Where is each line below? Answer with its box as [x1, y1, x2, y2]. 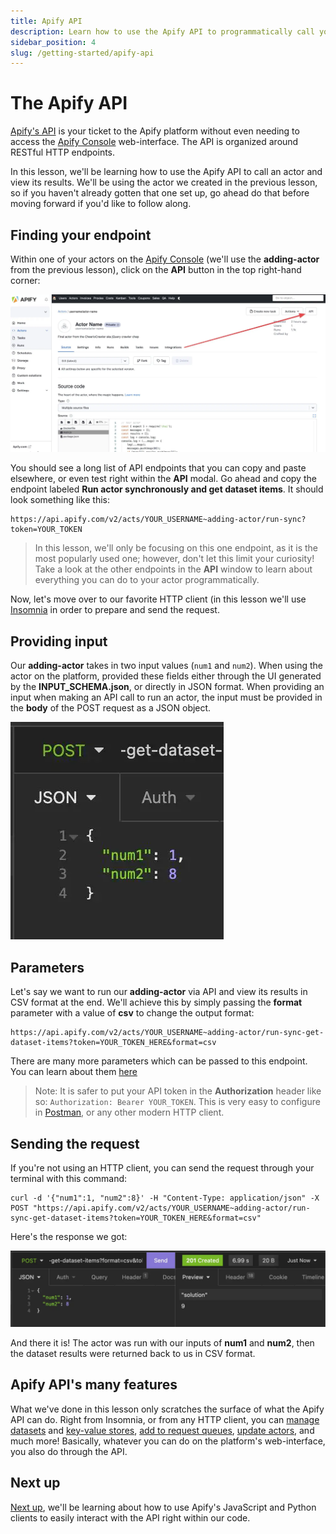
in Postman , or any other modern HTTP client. [34, 1106, 225, 1119]
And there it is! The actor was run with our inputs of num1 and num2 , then [10, 1336, 315, 1349]
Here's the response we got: [10, 1230, 128, 1242]
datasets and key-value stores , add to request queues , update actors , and [10, 1424, 315, 1436]
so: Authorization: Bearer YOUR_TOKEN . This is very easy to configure [34, 1096, 321, 1108]
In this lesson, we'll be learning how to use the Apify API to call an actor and [10, 166, 323, 178]
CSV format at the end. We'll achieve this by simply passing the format [10, 996, 303, 1009]
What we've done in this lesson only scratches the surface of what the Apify [10, 1403, 325, 1415]
